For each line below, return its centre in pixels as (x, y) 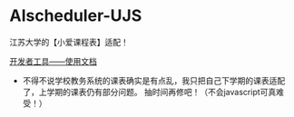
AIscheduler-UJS (76, 16)
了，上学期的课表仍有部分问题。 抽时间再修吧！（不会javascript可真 (149, 92)
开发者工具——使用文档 (53, 61)
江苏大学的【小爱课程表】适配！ (69, 42)
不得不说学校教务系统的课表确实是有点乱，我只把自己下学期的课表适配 (154, 80)
